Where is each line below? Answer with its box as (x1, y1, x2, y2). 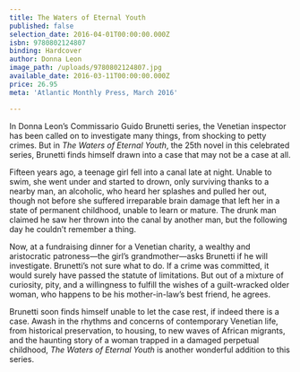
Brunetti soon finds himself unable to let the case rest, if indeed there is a (9, 306, 279, 316)
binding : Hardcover (9, 47, 82, 56)
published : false (9, 22, 74, 30)
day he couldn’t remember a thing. (9, 223, 137, 234)
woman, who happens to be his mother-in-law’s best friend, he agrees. (9, 289, 271, 299)
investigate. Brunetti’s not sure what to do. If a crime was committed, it (9, 260, 270, 271)
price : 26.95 (9, 80, 58, 89)
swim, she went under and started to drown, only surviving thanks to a (9, 176, 270, 186)
